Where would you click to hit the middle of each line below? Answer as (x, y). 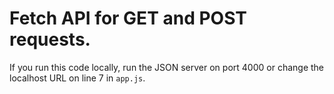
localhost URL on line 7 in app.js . (77, 78)
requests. (50, 39)
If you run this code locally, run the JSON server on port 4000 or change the (166, 67)
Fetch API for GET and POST (128, 18)
